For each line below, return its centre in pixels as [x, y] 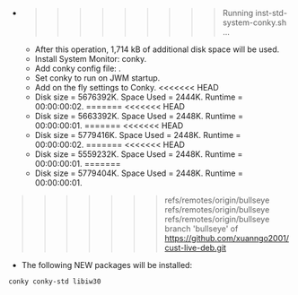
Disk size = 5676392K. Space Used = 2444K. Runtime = [139, 97]
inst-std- [271, 13]
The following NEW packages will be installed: [107, 265]
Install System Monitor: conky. [91, 59]
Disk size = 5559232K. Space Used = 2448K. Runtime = [139, 154]
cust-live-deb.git [195, 247]
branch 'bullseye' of [202, 229]
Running [238, 13]
